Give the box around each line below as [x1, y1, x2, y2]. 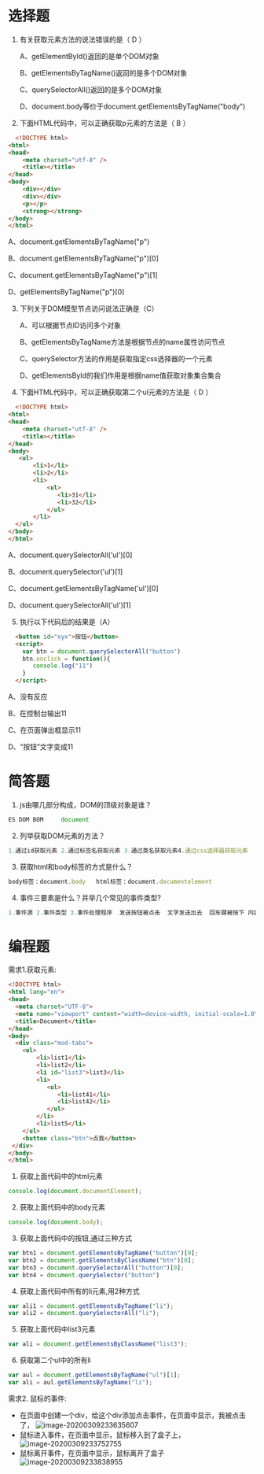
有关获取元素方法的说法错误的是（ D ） [19, 35, 146, 44]
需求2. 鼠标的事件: [8, 1394, 67, 1403]
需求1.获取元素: [8, 965, 57, 974]
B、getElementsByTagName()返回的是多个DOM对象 [19, 68, 188, 77]
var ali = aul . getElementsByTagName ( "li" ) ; [8, 1379, 153, 1387]
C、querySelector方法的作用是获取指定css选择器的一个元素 [19, 354, 213, 364]
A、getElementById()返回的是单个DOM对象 [19, 51, 159, 61]
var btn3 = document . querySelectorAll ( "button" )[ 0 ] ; [8, 1264, 185, 1272]
